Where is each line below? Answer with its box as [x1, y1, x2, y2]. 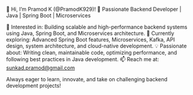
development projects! [6, 82, 61, 89]
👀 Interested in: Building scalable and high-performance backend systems [6, 24, 188, 30]
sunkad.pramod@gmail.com [6, 64, 75, 71]
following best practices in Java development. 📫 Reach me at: [6, 56, 159, 62]
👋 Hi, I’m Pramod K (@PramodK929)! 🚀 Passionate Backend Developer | [6, 6, 182, 12]
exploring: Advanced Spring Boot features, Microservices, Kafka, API [6, 36, 175, 43]
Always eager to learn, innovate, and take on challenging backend [6, 76, 168, 83]
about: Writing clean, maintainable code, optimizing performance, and [6, 49, 177, 56]
